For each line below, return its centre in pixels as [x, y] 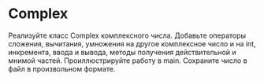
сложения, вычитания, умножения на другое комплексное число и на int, [132, 43]
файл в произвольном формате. [62, 68]
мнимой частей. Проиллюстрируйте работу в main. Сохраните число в [128, 61]
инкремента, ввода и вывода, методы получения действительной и [122, 52]
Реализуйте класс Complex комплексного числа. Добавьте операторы [127, 35]
